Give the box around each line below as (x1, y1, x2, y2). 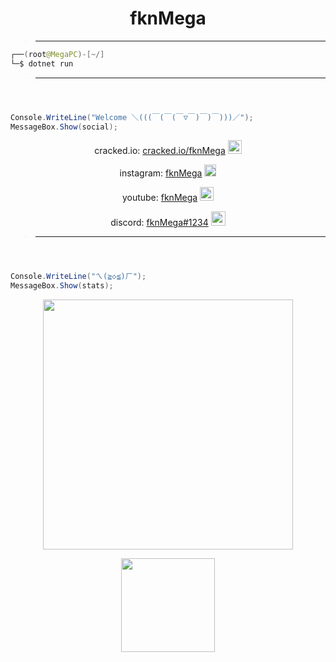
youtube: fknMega (121, 192, 198, 204)
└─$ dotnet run (10, 58, 74, 69)
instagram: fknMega (119, 167, 203, 179)
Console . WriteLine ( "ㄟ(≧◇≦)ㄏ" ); (10, 272, 147, 282)
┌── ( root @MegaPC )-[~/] (10, 49, 105, 59)
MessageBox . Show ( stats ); (10, 281, 114, 291)
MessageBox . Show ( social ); (10, 122, 118, 132)
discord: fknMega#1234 (110, 217, 209, 229)
